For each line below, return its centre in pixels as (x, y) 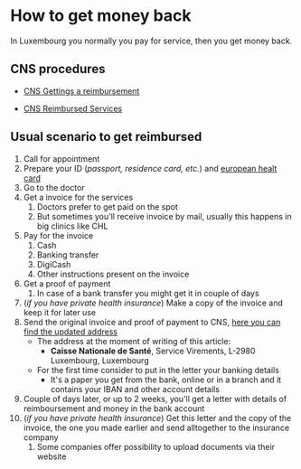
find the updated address (71, 332)
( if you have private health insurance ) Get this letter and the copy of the (157, 417)
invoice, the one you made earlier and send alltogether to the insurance (156, 427)
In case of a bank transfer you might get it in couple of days (148, 293)
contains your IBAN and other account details (135, 389)
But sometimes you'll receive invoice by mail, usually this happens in (164, 216)
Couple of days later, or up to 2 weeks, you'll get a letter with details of (155, 399)
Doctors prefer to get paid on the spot (108, 206)
